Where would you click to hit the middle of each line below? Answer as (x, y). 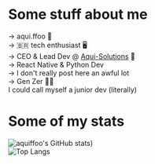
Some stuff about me (78, 15)
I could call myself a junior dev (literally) (73, 89)
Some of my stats (66, 121)
